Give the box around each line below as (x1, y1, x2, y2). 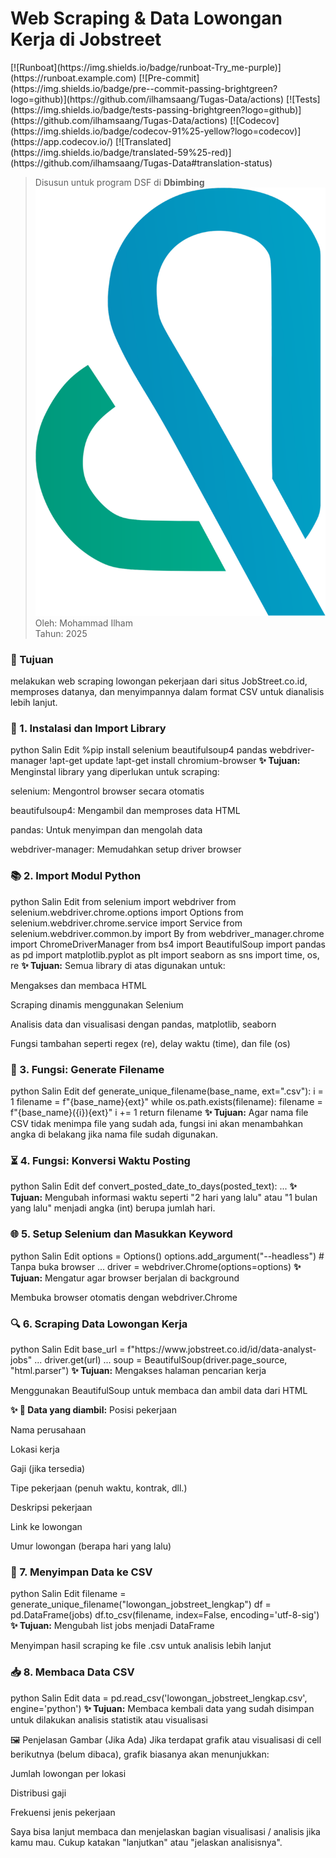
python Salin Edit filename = (10, 1588, 127, 1600)
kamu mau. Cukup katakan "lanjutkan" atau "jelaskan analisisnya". (10, 1836, 283, 1848)
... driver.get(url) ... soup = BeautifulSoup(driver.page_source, (34, 1353, 288, 1366)
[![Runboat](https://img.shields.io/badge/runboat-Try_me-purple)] (10, 61, 282, 73)
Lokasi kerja (10, 1443, 60, 1455)
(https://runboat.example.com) (10, 72, 137, 84)
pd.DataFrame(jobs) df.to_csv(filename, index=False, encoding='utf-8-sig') (10, 1609, 320, 1621)
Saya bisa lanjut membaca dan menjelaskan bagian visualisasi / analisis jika (10, 1825, 321, 1837)
